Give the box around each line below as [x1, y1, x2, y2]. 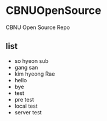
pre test [14, 96, 35, 103]
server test [14, 108, 42, 116]
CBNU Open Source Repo [5, 24, 71, 31]
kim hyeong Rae [14, 70, 55, 77]
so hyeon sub [14, 57, 49, 64]
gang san [14, 64, 38, 71]
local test [14, 102, 38, 110]
